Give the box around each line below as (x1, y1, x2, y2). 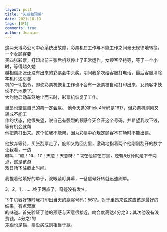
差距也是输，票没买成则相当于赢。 (5, 222, 75, 228)
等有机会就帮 (5, 124, 31, 129)
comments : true (5, 26, 37, 31)
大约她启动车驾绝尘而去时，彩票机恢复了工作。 (5, 94, 101, 100)
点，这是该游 (5, 159, 31, 164)
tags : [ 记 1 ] (5, 21, 29, 26)
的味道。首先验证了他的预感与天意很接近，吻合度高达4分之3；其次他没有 (5, 209, 155, 215)
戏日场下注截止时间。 (5, 165, 49, 171)
